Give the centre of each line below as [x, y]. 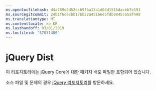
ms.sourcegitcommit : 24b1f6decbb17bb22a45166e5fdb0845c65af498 [73, 14]
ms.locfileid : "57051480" [33, 33]
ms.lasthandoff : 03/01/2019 [35, 28]
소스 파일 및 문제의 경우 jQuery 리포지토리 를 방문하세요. [60, 82]
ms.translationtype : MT [31, 19]
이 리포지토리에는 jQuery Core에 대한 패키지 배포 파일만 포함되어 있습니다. [78, 72]
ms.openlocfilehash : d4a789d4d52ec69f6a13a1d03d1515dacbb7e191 [73, 10]
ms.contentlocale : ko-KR [32, 24]
